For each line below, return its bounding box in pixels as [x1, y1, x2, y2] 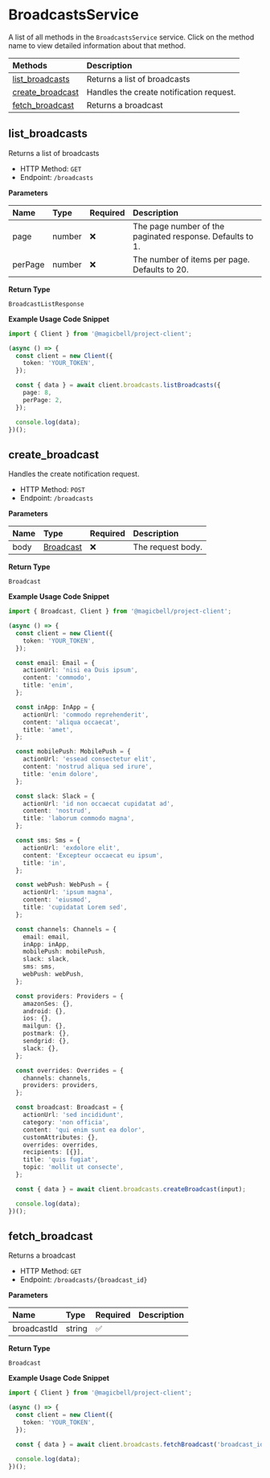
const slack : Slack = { [15, 792, 95, 800]
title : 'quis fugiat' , [22, 1156, 99, 1164]
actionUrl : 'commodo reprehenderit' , [22, 710, 149, 719]
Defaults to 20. [132, 264, 189, 275]
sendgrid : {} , [22, 1037, 70, 1045]
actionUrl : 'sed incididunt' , [22, 1111, 125, 1119]
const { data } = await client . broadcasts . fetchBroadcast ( [15, 1440, 218, 1448]
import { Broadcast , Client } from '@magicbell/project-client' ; [8, 607, 231, 616]
